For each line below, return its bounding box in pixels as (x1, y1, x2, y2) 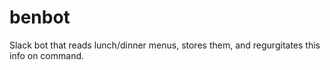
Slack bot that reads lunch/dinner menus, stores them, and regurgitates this (9, 39, 321, 51)
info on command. (9, 49, 85, 61)
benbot (9, 6, 71, 29)
